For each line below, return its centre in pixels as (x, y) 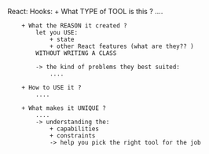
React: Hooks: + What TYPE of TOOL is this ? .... (85, 11)
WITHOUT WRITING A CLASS (76, 53)
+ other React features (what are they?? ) (121, 46)
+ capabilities (74, 129)
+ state (62, 39)
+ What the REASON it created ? (74, 26)
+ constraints (72, 136)
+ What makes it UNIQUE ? (64, 108)
